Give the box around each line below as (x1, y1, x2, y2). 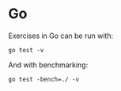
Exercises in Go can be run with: (8, 31, 113, 40)
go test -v (8, 46, 44, 54)
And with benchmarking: (8, 60, 89, 70)
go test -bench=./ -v (8, 75, 80, 83)
